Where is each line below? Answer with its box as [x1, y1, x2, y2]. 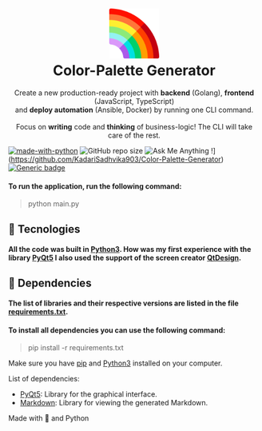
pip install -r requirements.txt [27, 343, 124, 353]
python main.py [27, 199, 80, 209]
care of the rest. [107, 130, 161, 140]
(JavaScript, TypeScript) [93, 96, 175, 106]
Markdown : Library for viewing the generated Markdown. [19, 398, 208, 408]
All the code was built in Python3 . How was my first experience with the [8, 245, 252, 254]
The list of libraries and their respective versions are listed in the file [8, 298, 240, 308]
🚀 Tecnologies [8, 222, 81, 236]
